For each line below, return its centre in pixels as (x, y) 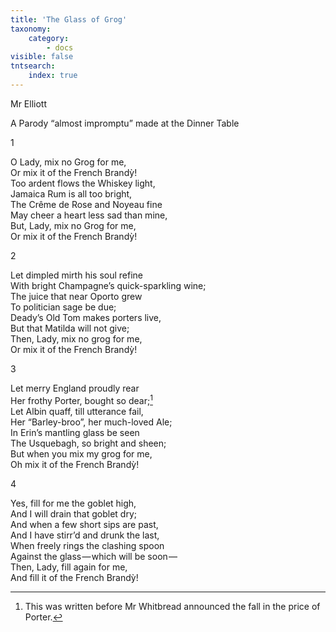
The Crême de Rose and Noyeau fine (86, 204)
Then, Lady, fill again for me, (69, 567)
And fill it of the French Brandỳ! (74, 577)
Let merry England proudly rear (75, 388)
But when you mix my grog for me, (81, 453)
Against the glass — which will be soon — (94, 556)
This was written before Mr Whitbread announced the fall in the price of (172, 606)
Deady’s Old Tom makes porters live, (86, 317)
